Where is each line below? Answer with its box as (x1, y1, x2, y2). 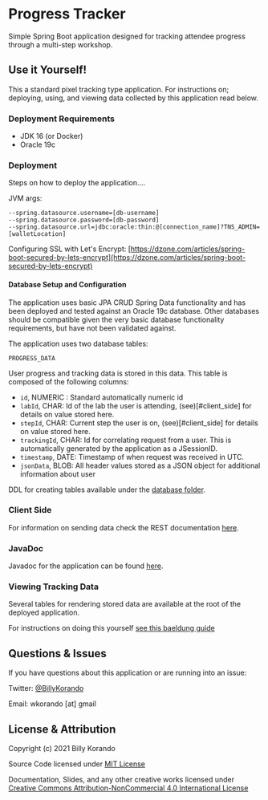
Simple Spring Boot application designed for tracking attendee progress (8, 31, 246, 41)
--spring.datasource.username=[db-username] (8, 209, 160, 217)
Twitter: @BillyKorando (8, 684, 84, 693)
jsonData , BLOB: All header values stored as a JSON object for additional (19, 461, 261, 470)
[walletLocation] (8, 230, 67, 238)
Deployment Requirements (8, 113, 115, 124)
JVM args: (8, 193, 43, 203)
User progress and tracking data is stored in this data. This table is (8, 368, 228, 378)
